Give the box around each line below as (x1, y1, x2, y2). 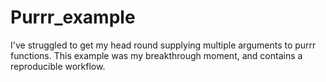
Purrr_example (10, 6, 136, 29)
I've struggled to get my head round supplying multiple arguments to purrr (10, 39, 317, 51)
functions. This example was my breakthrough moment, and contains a (10, 49, 303, 61)
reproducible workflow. (10, 60, 106, 72)
